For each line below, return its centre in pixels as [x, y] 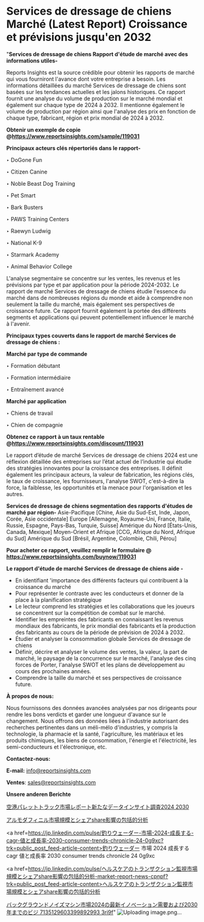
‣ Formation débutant [33, 365]
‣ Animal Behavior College [40, 266]
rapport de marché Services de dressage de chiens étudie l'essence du [96, 291]
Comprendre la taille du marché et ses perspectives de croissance [98, 678]
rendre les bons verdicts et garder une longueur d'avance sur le [86, 714]
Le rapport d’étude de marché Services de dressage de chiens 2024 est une [102, 455]
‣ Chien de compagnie [35, 425]
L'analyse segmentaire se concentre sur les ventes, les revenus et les [93, 278]
